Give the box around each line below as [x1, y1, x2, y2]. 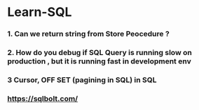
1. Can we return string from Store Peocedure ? [7, 29, 170, 39]
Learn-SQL [7, 4, 72, 20]
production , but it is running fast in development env [7, 56, 191, 66]
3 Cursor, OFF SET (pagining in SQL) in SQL [7, 74, 157, 84]
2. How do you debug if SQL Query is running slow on [7, 48, 193, 58]
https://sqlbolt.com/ [7, 93, 78, 103]
